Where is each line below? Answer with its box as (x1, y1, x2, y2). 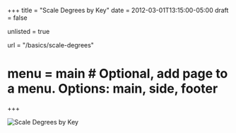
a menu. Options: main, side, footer (7, 81, 218, 97)
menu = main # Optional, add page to (7, 66, 228, 82)
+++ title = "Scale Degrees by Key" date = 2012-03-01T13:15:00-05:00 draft (7, 6, 229, 14)
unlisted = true (7, 28, 50, 35)
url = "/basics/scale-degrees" (7, 41, 94, 49)
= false (7, 13, 28, 22)
